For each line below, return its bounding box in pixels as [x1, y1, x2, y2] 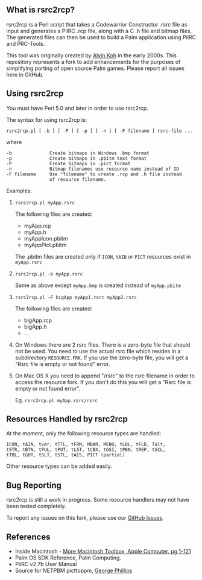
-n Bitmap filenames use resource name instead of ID [6, 166, 180, 172]
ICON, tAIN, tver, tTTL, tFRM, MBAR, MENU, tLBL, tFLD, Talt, [6, 441, 166, 448]
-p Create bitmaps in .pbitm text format [6, 155, 147, 162]
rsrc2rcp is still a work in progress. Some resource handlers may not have [6, 496, 190, 503]
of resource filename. [49, 176, 107, 183]
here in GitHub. [6, 71, 44, 78]
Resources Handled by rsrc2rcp [6, 414, 128, 424]
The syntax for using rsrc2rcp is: [6, 116, 87, 123]
